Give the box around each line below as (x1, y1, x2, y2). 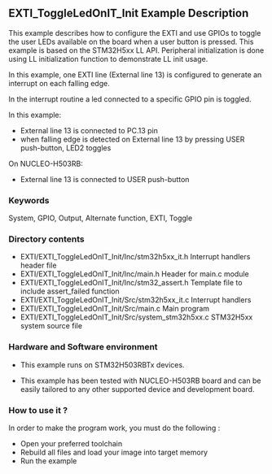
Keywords (8, 194, 50, 206)
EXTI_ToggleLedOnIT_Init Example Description (8, 7, 249, 20)
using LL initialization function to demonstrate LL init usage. (8, 54, 208, 63)
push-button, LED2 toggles (20, 142, 112, 153)
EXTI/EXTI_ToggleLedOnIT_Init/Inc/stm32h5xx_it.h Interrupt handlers (20, 252, 251, 262)
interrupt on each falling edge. (8, 78, 110, 88)
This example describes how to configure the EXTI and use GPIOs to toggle (8, 28, 261, 37)
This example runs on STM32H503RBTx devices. (20, 359, 185, 369)
